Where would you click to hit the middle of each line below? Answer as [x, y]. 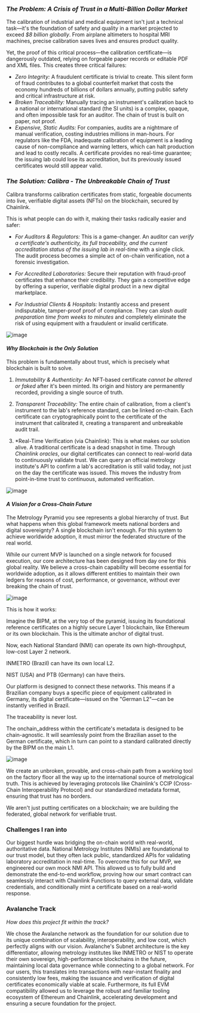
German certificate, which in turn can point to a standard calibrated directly [99, 741]
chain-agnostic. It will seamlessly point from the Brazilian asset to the [92, 735]
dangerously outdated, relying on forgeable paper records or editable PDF [97, 59]
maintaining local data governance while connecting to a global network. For [100, 965]
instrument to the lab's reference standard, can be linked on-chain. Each [104, 410]
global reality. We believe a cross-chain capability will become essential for [99, 567]
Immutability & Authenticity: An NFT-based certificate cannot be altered [103, 380]
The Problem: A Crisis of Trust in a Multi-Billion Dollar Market [97, 9]
